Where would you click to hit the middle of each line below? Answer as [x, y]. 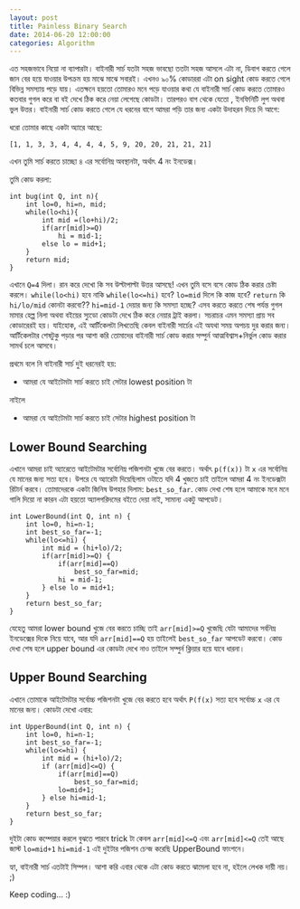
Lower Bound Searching [78, 447]
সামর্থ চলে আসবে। [34, 346]
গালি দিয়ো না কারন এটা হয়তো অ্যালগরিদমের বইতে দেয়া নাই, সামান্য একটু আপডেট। [117, 499]
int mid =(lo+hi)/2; [80, 221]
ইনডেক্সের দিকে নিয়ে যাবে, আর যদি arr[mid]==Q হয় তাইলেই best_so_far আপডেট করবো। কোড [146, 639]
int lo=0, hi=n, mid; [66, 204]
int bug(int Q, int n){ [54, 197]
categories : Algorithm [52, 43]
